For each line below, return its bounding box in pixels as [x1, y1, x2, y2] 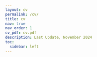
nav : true [5, 21, 26, 26]
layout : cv [5, 7, 28, 12]
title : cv [5, 16, 26, 21]
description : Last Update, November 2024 [5, 35, 93, 40]
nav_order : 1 [5, 26, 32, 31]
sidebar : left [9, 44, 39, 49]
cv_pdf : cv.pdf [5, 30, 37, 35]
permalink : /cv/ [5, 12, 39, 17]
